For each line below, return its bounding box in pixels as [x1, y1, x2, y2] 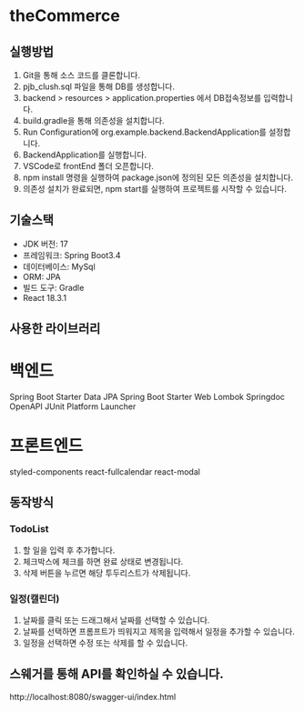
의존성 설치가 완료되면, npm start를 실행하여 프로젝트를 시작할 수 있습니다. [22, 184, 288, 194]
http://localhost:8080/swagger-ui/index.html [9, 691, 177, 702]
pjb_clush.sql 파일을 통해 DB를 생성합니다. [22, 81, 176, 92]
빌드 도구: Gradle [22, 282, 85, 293]
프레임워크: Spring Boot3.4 [22, 249, 121, 260]
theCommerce [9, 5, 120, 26]
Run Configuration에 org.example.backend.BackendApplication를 [22, 126, 267, 137]
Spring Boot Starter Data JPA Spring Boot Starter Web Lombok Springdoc [9, 392, 285, 403]
